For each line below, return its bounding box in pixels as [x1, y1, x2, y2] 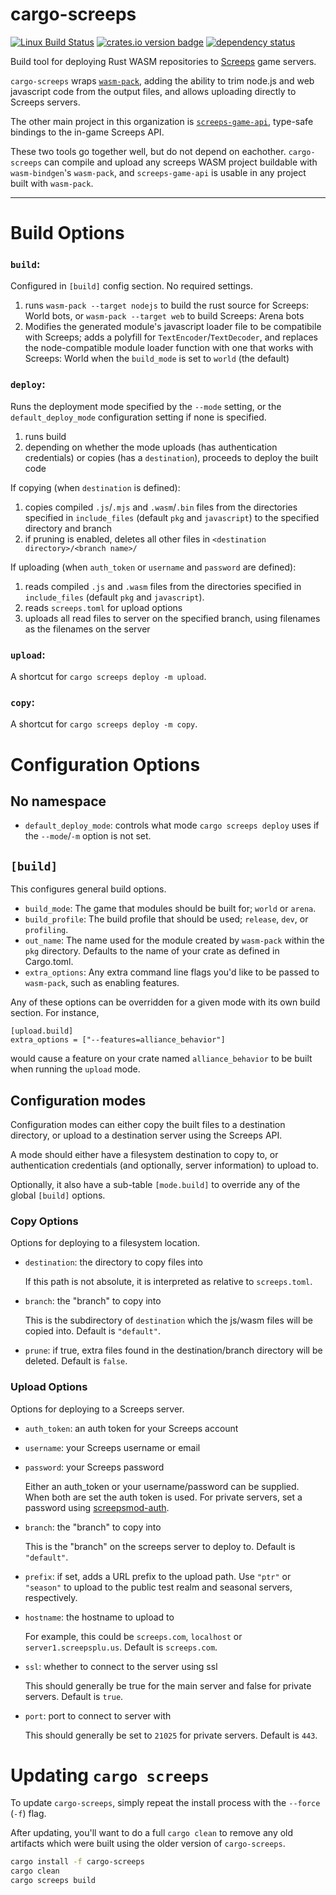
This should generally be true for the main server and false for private [24, 1679, 312, 1692]
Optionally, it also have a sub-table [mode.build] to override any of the [10, 1178, 301, 1190]
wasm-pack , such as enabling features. [24, 977, 180, 989]
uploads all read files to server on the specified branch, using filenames [24, 612, 321, 624]
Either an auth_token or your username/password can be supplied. [24, 1480, 300, 1492]
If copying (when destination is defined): [10, 481, 181, 493]
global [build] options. [10, 1189, 106, 1201]
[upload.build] [10, 1026, 74, 1037]
